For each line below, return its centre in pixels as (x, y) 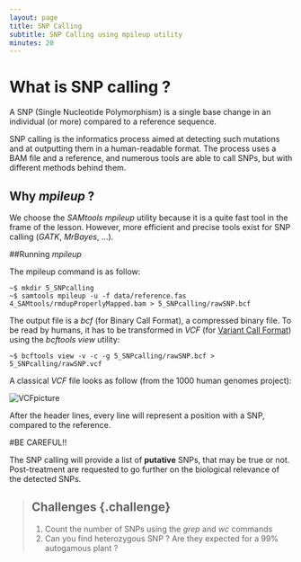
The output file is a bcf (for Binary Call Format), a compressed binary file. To (150, 321)
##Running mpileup (46, 254)
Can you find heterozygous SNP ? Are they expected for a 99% (162, 538)
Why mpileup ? (52, 196)
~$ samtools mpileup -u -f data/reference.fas (98, 296)
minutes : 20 (31, 43)
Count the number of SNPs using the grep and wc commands (159, 529)
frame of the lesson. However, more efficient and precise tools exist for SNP (150, 227)
